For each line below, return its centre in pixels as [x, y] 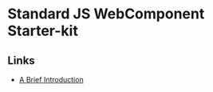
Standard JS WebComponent [106, 14]
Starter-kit [43, 31]
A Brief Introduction [51, 80]
